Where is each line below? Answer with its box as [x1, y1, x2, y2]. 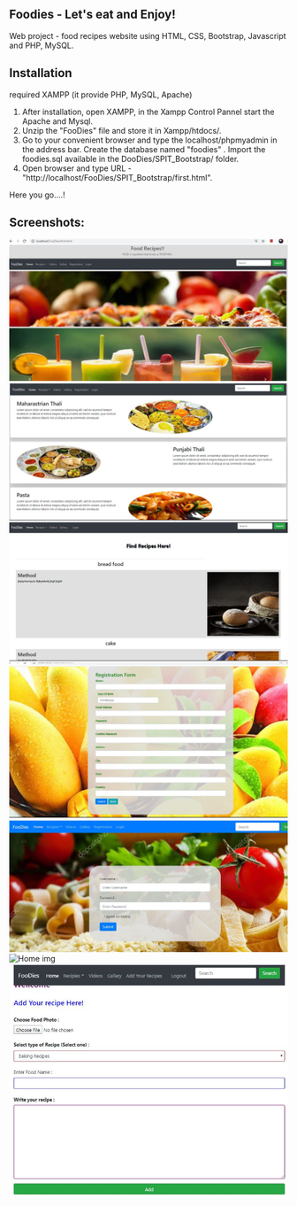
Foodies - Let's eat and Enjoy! [9, 7, 177, 22]
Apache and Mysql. [21, 115, 94, 127]
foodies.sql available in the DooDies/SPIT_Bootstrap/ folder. [21, 153, 240, 164]
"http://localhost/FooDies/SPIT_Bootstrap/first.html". [21, 172, 213, 182]
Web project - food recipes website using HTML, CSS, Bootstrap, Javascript [9, 30, 286, 41]
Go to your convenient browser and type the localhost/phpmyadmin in [21, 135, 278, 145]
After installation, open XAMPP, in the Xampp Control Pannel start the [21, 106, 275, 117]
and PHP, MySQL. [9, 40, 74, 50]
